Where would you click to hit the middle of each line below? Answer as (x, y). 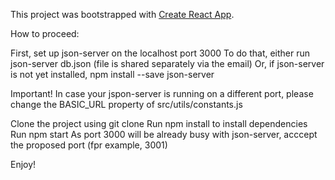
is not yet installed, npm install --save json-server (112, 74)
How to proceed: (45, 33)
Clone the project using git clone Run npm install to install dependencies (159, 123)
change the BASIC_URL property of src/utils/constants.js (126, 104)
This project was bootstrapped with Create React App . (122, 14)
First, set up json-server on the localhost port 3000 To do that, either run (160, 53)
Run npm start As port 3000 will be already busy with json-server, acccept (164, 134)
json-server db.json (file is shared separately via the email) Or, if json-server (167, 63)
